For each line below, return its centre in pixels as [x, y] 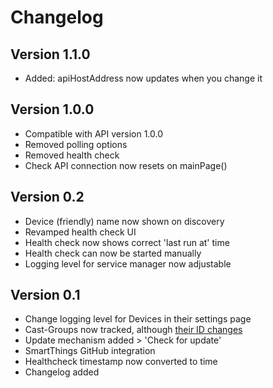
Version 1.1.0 [50, 54]
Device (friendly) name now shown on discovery [124, 221]
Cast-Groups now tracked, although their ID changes [133, 330]
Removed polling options [76, 144]
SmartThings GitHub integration [90, 351]
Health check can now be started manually [113, 253]
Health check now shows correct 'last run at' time [127, 242]
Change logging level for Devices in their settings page [138, 319]
